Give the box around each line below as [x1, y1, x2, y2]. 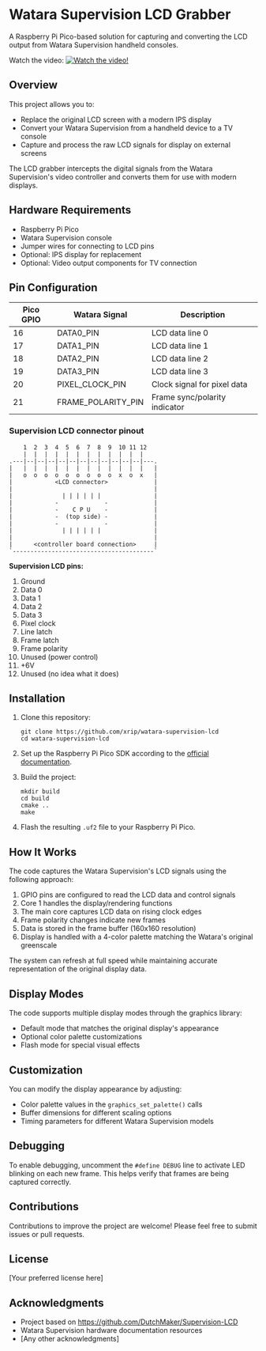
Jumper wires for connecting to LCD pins [20, 241, 155, 251]
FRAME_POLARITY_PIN [57, 397, 144, 408]
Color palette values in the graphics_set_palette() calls [20, 1099, 203, 1109]
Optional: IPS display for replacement [20, 249, 142, 259]
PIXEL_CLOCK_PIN [57, 379, 127, 390]
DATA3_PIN [57, 366, 99, 377]
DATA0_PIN [57, 327, 99, 339]
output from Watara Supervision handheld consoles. [9, 40, 178, 49]
